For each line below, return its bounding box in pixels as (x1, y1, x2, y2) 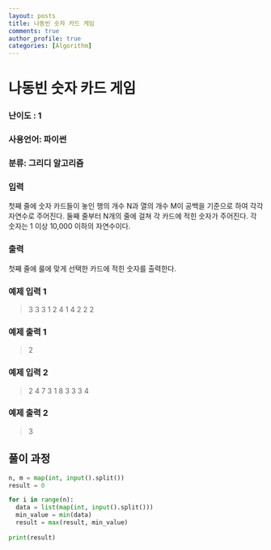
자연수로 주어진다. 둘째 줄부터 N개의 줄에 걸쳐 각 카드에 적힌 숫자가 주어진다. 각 (8, 211, 257, 221)
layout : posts (8, 11, 57, 20)
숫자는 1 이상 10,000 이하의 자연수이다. (8, 222, 131, 231)
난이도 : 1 (8, 110, 42, 121)
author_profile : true (8, 34, 82, 43)
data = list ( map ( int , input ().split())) (15, 503, 154, 512)
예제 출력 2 (8, 408, 49, 419)
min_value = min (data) (15, 511, 92, 519)
